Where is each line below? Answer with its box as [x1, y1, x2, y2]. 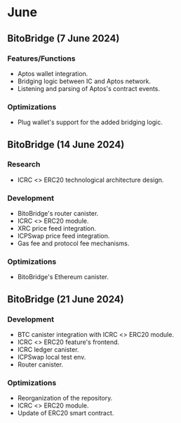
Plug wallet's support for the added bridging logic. [17, 118, 163, 127]
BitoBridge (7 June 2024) [7, 32, 120, 44]
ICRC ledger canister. [17, 345, 79, 354]
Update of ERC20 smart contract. [17, 409, 114, 417]
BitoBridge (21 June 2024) [7, 293, 124, 305]
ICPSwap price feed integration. [17, 232, 110, 240]
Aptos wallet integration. [17, 69, 88, 78]
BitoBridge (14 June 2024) [7, 138, 125, 150]
